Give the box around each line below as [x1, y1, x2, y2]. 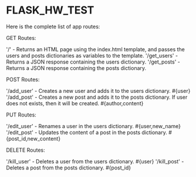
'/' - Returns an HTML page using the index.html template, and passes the [6, 45, 185, 53]
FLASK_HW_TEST [6, 4, 94, 17]
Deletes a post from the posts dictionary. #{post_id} [6, 164, 131, 171]
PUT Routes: [6, 111, 36, 118]
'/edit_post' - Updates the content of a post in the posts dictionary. [6, 129, 167, 136]
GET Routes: [6, 34, 36, 41]
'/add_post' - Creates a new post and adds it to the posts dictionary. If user [6, 93, 188, 101]
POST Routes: [6, 76, 40, 83]
